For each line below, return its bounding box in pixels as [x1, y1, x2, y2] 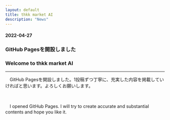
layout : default [5, 7, 39, 13]
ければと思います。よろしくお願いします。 [5, 83, 94, 89]
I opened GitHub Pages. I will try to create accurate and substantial [9, 103, 149, 109]
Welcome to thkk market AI [5, 59, 73, 67]
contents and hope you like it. [5, 109, 67, 115]
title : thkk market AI [5, 12, 53, 17]
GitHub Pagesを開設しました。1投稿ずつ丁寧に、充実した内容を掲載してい [9, 77, 164, 83]
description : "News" [5, 17, 49, 22]
